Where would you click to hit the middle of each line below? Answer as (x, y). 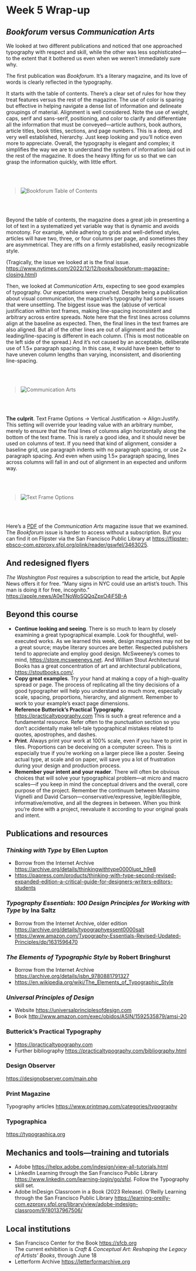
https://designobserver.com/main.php (52, 1078)
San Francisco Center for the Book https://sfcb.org (75, 1243)
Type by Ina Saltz (31, 910)
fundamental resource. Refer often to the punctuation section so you (97, 722)
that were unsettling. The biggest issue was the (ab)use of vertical (86, 305)
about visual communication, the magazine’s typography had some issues (95, 298)
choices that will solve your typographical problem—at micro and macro (101, 778)
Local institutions (38, 1229)
